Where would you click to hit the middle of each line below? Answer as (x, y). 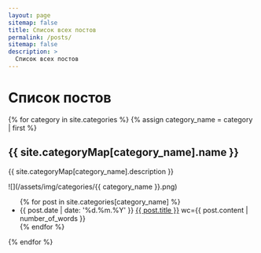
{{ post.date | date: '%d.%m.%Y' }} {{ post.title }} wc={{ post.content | (134, 210)
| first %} (23, 128)
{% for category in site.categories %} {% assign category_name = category (130, 119)
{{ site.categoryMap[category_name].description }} (91, 171)
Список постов (60, 98)
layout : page (29, 15)
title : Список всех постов (52, 30)
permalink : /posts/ (40, 37)
